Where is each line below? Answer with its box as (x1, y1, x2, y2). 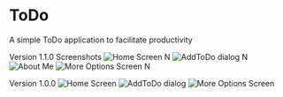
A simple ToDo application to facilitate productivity (9, 34, 193, 45)
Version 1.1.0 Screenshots (9, 51, 102, 62)
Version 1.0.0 (9, 78, 57, 88)
